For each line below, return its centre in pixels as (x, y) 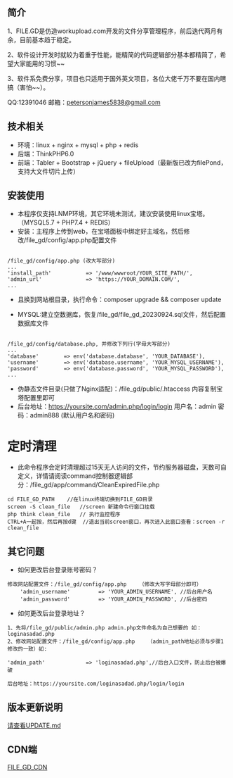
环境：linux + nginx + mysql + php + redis (78, 145)
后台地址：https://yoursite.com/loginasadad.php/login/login (96, 684)
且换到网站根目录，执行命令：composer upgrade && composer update (119, 300)
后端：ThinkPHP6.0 (46, 153)
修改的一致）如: (27, 649)
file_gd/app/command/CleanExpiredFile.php (96, 485)
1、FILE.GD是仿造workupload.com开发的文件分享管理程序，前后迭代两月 (112, 31)
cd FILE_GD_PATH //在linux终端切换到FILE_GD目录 (80, 500)
